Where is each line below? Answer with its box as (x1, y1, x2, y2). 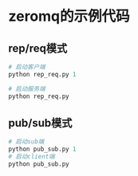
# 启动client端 (8, 153, 55, 161)
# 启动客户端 (8, 63, 45, 71)
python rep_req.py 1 (8, 70, 77, 78)
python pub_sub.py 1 (8, 145, 77, 154)
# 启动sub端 (8, 138, 45, 146)
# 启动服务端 (8, 84, 45, 92)
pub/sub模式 (8, 116, 73, 130)
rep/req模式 (8, 41, 68, 55)
